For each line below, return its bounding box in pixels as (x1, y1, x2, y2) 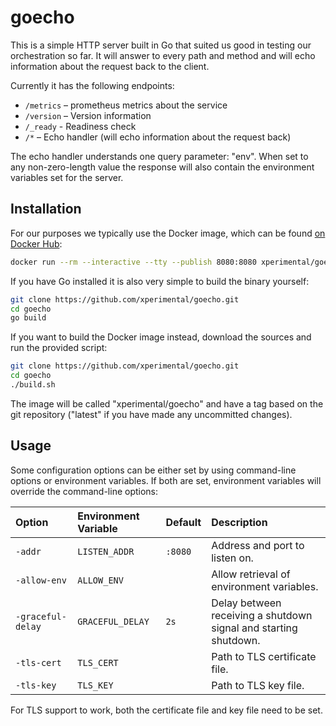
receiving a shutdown (211, 608, 313, 622)
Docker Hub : (10, 237, 63, 250)
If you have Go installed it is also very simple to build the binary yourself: (10, 275, 310, 287)
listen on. (211, 551, 254, 565)
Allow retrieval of (211, 567, 291, 581)
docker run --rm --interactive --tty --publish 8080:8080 (10, 257, 257, 267)
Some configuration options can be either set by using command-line (10, 464, 297, 476)
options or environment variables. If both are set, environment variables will (10, 474, 322, 486)
